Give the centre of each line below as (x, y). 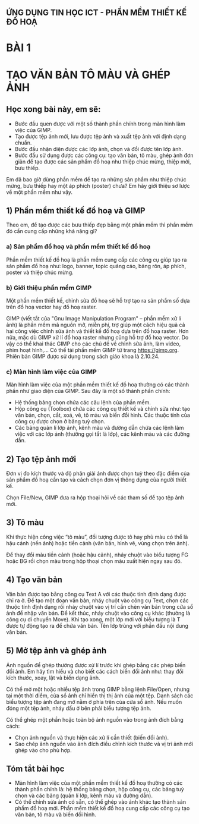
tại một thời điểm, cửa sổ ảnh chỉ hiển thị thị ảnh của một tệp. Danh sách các (100, 696)
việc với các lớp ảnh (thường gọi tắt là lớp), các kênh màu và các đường (102, 434)
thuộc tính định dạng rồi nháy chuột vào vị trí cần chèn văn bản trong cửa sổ (100, 606)
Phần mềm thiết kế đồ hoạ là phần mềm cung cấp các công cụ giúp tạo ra (97, 260)
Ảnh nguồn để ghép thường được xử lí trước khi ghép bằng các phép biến (96, 665)
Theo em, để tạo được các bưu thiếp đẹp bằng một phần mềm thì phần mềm (99, 225)
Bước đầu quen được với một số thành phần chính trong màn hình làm (100, 124)
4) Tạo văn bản (34, 580)
